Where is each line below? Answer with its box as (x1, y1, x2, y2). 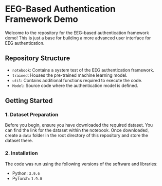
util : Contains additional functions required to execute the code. (12, 77, 143, 83)
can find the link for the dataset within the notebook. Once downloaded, (5, 127, 149, 133)
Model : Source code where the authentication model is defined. (12, 83, 139, 88)
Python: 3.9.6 (12, 170, 40, 176)
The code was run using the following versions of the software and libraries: (5, 161, 158, 167)
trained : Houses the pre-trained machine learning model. (12, 72, 127, 78)
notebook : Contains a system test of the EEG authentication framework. (12, 67, 155, 73)
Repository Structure (5, 54, 71, 63)
